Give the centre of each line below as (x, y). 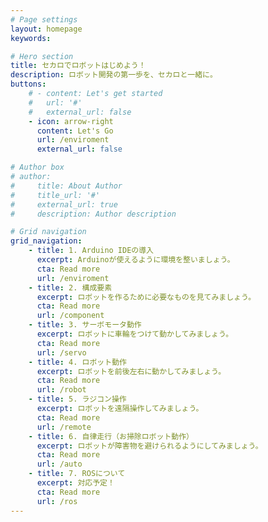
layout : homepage (46, 29)
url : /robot (61, 390)
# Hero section (42, 56)
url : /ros (57, 501)
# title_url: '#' (55, 195)
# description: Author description (93, 214)
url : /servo (61, 352)
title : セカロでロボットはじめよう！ (78, 66)
